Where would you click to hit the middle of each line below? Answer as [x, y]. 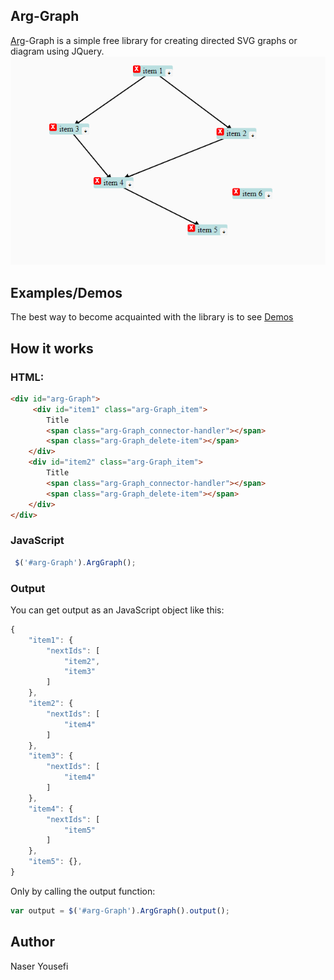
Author [32, 942]
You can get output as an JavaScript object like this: [117, 610]
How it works [52, 348]
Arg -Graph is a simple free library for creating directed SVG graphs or [154, 40]
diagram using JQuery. [57, 51]
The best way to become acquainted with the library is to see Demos [152, 317]
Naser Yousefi [39, 966]
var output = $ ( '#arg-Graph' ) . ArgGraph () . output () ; [120, 910]
